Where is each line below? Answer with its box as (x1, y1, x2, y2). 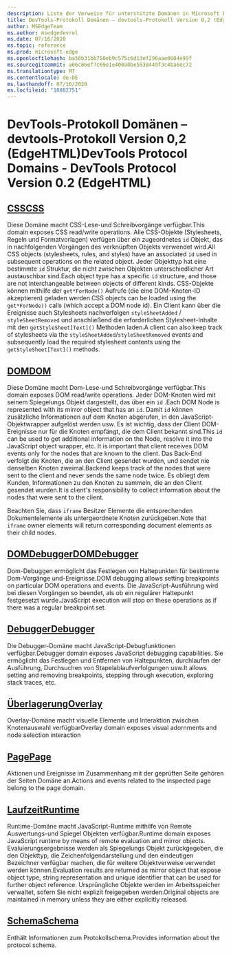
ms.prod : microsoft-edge (7, 49, 78, 56)
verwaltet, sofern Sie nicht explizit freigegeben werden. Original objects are (7, 888, 219, 896)
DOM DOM (7, 365, 52, 377)
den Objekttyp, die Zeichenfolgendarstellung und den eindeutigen (7, 851, 194, 860)
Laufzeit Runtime (7, 804, 80, 815)
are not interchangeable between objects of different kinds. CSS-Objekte (7, 280, 214, 288)
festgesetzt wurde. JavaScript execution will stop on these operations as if (7, 596, 217, 604)
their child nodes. (7, 528, 57, 537)
